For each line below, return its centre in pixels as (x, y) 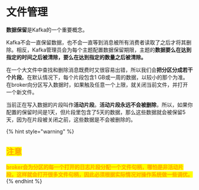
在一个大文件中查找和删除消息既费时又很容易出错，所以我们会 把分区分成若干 (99, 69)
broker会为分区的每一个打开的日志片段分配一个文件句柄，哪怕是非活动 (92, 167)
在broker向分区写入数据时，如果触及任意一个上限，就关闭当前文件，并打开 (97, 84)
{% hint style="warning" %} (40, 131)
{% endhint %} (24, 181)
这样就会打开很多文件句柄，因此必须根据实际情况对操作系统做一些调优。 (105, 174)
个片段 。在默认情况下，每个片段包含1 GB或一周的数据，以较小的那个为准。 (97, 77)
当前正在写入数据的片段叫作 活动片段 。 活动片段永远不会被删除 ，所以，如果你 (99, 104)
